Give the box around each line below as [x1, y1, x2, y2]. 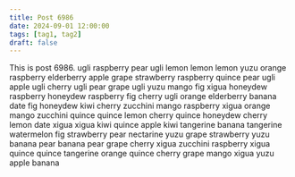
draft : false [9, 38, 58, 47]
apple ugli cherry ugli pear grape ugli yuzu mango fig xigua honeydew [9, 81, 268, 92]
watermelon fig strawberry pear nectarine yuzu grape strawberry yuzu [9, 129, 270, 139]
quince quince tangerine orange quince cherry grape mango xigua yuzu [9, 148, 274, 159]
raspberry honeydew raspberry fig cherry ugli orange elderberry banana [9, 91, 277, 102]
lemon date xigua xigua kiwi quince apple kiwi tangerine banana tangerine [9, 120, 282, 131]
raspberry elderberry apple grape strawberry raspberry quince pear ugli [9, 72, 275, 83]
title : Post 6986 [9, 13, 74, 22]
